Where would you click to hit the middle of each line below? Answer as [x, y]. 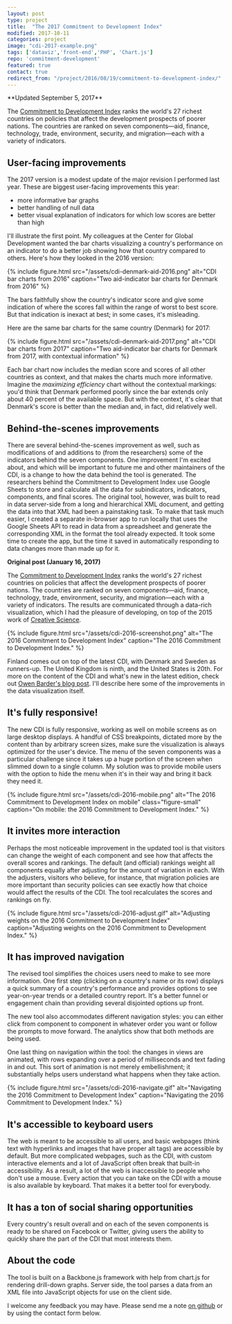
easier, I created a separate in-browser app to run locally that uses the [107, 519]
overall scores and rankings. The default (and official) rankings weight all [111, 863]
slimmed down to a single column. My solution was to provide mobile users [114, 766]
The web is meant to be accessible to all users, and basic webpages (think [114, 1141]
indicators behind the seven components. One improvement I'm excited [109, 460]
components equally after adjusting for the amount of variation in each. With [116, 870]
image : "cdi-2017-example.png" [52, 46]
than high [31, 222]
